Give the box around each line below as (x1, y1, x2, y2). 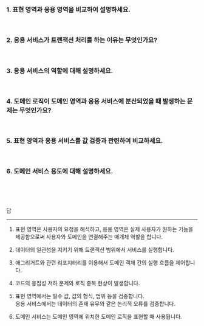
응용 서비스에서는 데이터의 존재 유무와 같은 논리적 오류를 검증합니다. (15, 300, 176, 307)
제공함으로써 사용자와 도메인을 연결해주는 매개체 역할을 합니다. (15, 233, 163, 240)
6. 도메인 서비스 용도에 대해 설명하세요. (6, 167, 114, 176)
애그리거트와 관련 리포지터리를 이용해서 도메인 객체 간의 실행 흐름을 (15, 258, 174, 266)
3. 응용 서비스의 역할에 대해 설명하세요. (6, 66, 114, 75)
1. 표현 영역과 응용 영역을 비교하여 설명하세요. (6, 5, 131, 13)
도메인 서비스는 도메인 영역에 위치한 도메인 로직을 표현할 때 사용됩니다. (15, 313, 182, 320)
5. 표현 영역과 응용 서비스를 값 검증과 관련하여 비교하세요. (6, 137, 163, 145)
